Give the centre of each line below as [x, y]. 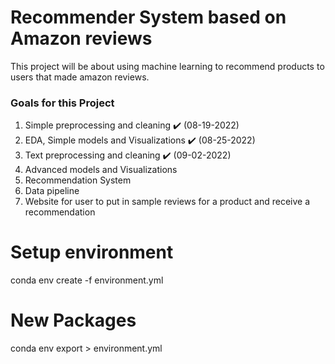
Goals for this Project [62, 103]
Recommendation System [78, 180]
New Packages [73, 320]
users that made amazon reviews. [80, 77]
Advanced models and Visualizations [101, 170]
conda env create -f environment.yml [87, 280]
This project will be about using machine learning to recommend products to [167, 66]
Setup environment [92, 252]
